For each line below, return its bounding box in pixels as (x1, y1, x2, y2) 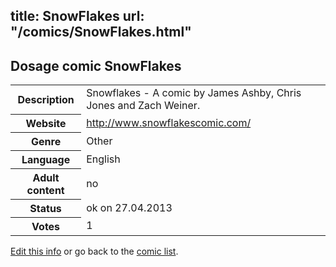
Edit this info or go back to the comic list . (10, 245, 179, 257)
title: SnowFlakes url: (10, 8, 145, 25)
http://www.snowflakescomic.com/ (86, 115, 252, 129)
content (26, 183, 65, 197)
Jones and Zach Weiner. (86, 99, 201, 113)
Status (29, 201, 62, 215)
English (86, 152, 121, 166)
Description (17, 92, 75, 106)
